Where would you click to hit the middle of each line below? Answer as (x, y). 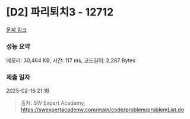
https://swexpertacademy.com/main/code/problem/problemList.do (102, 110)
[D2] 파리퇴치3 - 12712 (60, 12)
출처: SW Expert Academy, (53, 103)
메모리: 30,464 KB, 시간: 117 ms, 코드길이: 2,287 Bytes (71, 60)
